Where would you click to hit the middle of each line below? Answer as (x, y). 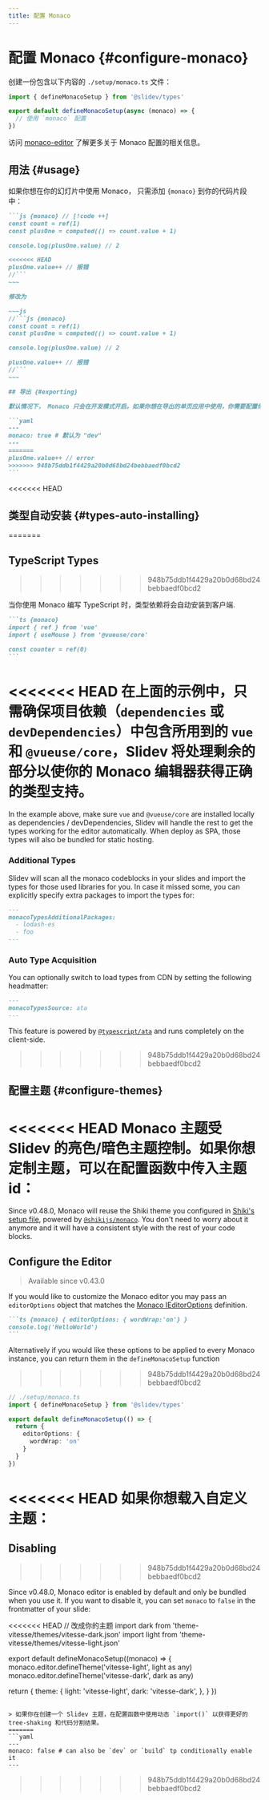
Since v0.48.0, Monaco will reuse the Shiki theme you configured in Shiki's (131, 1211)
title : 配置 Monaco (40, 16)
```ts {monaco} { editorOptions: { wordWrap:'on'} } (98, 1320)
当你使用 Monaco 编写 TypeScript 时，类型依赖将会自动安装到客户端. (122, 605)
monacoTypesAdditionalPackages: (62, 917)
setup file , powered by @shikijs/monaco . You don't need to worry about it (128, 1220)
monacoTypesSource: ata (48, 1008)
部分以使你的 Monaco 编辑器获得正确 (130, 771)
